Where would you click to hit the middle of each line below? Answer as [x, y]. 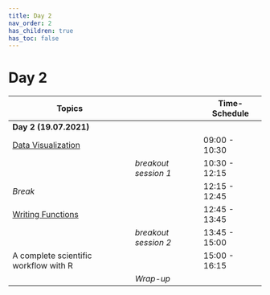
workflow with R [43, 266]
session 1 [153, 174]
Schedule [230, 113]
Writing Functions [45, 215]
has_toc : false [34, 38]
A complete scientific [52, 256]
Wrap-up [153, 279]
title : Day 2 [30, 16]
